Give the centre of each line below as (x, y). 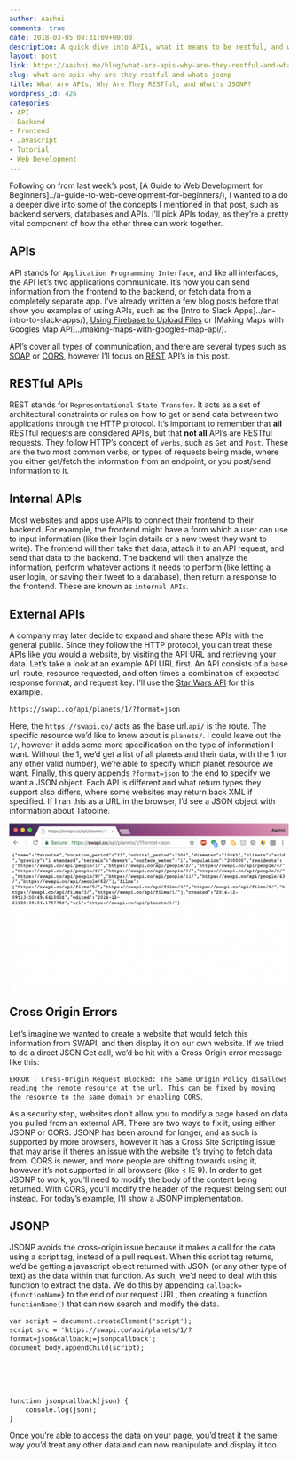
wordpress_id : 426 (43, 93)
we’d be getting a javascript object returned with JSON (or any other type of (148, 1266)
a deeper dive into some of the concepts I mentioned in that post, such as (144, 204)
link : (19, 66)
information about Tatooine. (60, 811)
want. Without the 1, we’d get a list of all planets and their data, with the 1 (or (148, 754)
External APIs (47, 614)
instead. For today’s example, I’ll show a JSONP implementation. (126, 1198)
